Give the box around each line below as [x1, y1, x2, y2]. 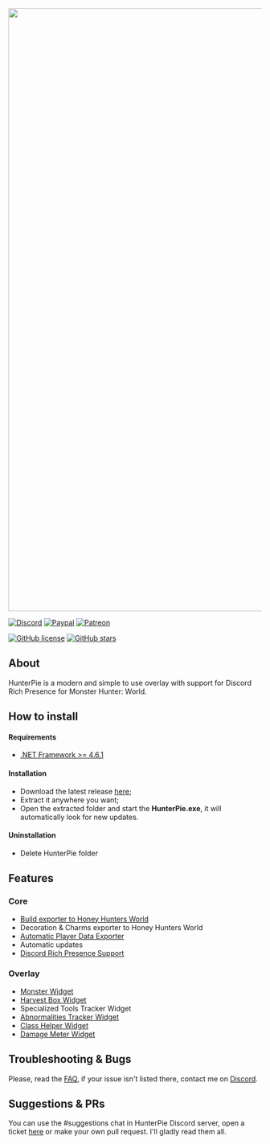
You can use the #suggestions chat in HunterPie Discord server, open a [8, 1118, 245, 1128]
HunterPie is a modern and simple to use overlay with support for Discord [8, 678, 252, 687]
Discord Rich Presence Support [19, 948, 125, 957]
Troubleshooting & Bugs [8, 1052, 132, 1066]
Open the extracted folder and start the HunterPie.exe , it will [19, 803, 222, 813]
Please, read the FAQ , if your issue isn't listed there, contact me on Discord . [8, 1073, 259, 1084]
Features [8, 871, 54, 885]
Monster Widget [19, 986, 74, 996]
